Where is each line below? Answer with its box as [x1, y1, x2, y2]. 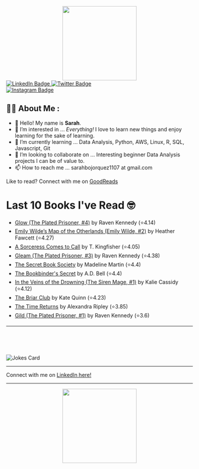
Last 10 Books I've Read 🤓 [6, 199, 136, 212]
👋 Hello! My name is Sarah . [14, 119, 82, 127]
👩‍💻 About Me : [6, 103, 60, 114]
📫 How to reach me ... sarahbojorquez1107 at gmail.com [14, 163, 153, 171]
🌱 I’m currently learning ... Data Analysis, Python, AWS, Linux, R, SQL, [14, 138, 185, 145]
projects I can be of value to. [14, 157, 85, 164]
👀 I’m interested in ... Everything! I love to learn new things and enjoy [14, 125, 182, 133]
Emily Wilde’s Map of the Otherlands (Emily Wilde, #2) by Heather [14, 227, 175, 234]
